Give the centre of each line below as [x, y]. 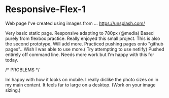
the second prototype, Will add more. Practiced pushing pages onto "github [84, 43]
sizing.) [13, 90]
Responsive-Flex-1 [45, 9]
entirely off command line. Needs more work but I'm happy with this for [80, 55]
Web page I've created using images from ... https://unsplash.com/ [75, 23]
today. [12, 60]
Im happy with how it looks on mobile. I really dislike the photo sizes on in [82, 79]
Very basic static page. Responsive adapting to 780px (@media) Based [79, 33]
